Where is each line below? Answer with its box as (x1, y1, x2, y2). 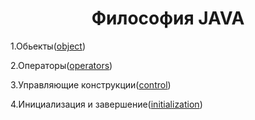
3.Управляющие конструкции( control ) (10, 78, 172, 91)
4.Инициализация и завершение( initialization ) (10, 98, 203, 110)
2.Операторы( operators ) (10, 59, 113, 71)
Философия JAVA (91, 7, 245, 30)
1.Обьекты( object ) (10, 40, 86, 52)
